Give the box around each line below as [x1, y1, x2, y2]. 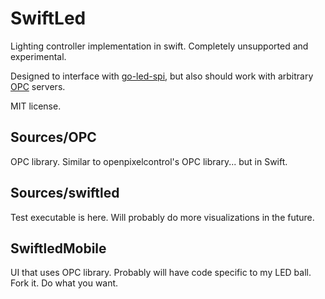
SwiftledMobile [10, 240, 107, 257]
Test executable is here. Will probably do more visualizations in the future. [10, 211, 315, 223]
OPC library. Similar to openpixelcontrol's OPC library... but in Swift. [10, 155, 288, 167]
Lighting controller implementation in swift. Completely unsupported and [10, 40, 309, 52]
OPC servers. [10, 80, 66, 92]
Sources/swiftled [10, 185, 120, 202]
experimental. [10, 50, 67, 62]
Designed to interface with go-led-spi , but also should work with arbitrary [10, 70, 314, 82]
